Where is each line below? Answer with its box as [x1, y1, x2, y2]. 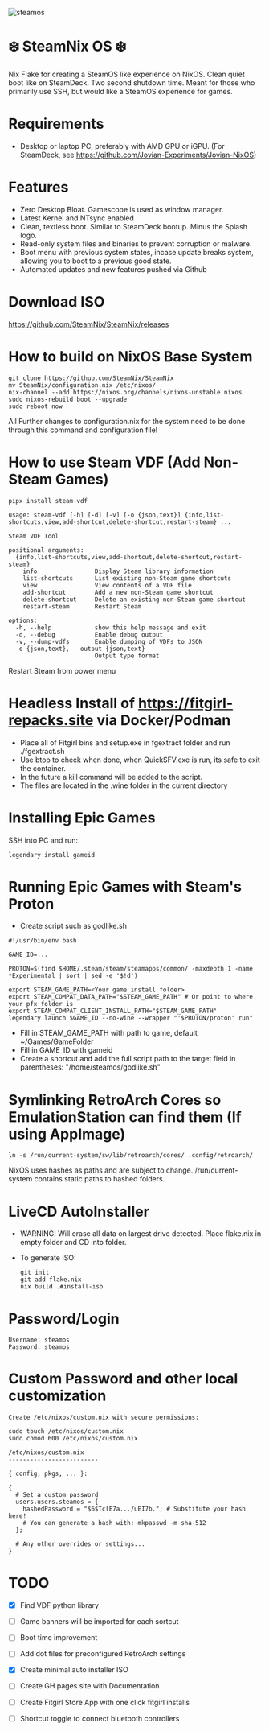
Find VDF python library [19, 1601, 99, 1610]
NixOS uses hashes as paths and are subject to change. [8, 1165, 194, 1175]
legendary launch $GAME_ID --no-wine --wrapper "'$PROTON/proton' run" [8, 1014, 253, 1022]
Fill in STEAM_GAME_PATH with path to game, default [19, 1028, 198, 1038]
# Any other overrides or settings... [15, 1540, 146, 1548]
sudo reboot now [8, 402, 63, 410]
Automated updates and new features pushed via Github [19, 264, 207, 274]
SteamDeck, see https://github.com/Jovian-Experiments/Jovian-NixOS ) [19, 150, 257, 159]
